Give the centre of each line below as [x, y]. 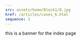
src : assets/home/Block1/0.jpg [38, 10]
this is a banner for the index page [41, 33]
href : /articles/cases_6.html [37, 14]
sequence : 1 [18, 19]
